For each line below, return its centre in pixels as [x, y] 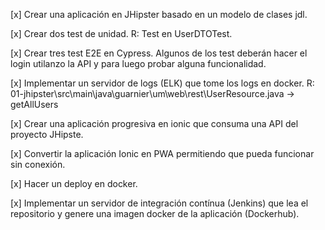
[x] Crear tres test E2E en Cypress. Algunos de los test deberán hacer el [159, 53]
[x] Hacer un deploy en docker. [74, 183]
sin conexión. [38, 164]
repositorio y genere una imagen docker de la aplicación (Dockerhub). [155, 213]
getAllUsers [34, 104]
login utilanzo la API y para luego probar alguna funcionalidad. [138, 63]
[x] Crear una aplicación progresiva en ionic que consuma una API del [154, 123]
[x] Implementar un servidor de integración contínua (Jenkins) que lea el [159, 203]
